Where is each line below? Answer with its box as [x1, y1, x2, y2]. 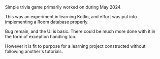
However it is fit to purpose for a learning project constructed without [5, 43, 146, 49]
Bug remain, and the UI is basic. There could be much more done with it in [5, 29, 156, 34]
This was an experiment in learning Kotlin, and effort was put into [5, 14, 137, 19]
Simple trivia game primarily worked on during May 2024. [5, 4, 122, 10]
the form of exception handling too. [5, 34, 77, 39]
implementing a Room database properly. [5, 19, 89, 25]
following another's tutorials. [5, 49, 63, 54]
